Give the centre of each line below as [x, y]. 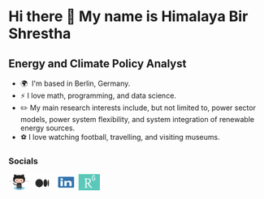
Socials [23, 161]
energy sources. [48, 128]
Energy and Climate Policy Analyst [97, 64]
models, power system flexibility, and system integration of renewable [137, 119]
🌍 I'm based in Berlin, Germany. [75, 83]
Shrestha [40, 34]
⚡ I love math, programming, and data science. [98, 95]
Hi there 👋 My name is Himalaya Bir [128, 17]
